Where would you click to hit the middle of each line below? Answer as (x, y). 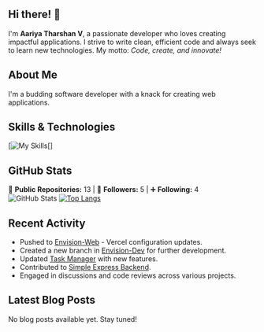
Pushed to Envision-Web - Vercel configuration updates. (111, 242)
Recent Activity (47, 223)
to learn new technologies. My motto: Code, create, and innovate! (115, 50)
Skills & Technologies (62, 127)
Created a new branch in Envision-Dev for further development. (123, 251)
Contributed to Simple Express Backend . (85, 267)
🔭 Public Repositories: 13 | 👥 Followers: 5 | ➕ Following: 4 (104, 190)
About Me (33, 75)
